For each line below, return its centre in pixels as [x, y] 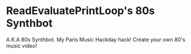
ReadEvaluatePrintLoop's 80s [80, 11]
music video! [22, 46]
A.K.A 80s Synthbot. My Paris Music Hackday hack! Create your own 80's [96, 39]
